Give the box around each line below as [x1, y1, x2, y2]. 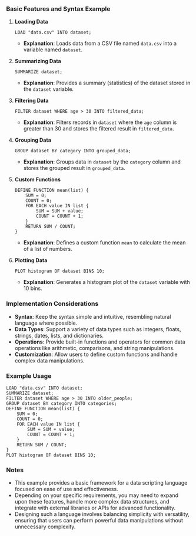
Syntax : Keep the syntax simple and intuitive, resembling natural [14, 313, 171, 320]
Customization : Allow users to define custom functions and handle [14, 351, 178, 358]
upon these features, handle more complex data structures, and [14, 498, 170, 505]
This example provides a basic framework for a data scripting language [14, 479, 188, 486]
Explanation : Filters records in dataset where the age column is [23, 119, 177, 126]
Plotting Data [14, 257, 48, 264]
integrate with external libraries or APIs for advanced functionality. [14, 504, 175, 512]
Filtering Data [14, 97, 49, 104]
